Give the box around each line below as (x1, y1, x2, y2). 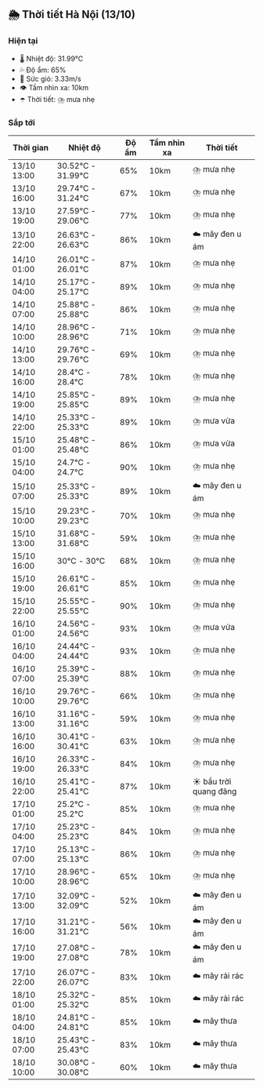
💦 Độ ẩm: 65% (19, 65, 67, 75)
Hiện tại (8, 35, 38, 46)
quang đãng (193, 785, 237, 796)
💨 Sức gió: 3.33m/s (19, 74, 81, 83)
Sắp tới (8, 117, 35, 128)
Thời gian (13, 142, 49, 153)
